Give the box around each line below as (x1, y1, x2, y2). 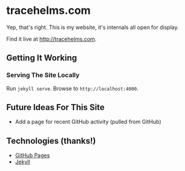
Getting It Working (6, 53, 78, 63)
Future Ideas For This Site (6, 102, 105, 112)
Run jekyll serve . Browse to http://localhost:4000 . (6, 85, 138, 92)
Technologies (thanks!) (6, 135, 96, 146)
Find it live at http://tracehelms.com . (6, 35, 97, 42)
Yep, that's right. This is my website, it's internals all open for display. (6, 24, 179, 31)
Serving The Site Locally (6, 71, 80, 79)
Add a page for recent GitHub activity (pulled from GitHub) (15, 118, 162, 126)
